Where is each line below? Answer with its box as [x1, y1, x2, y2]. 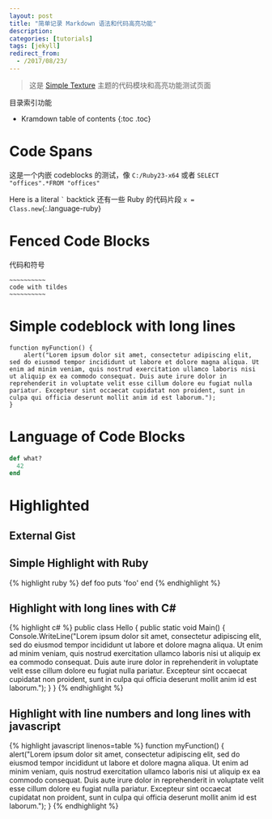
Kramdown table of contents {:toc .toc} [20, 114, 151, 123]
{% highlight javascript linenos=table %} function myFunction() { [9, 741, 225, 751]
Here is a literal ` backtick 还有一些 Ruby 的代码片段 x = [9, 194, 195, 204]
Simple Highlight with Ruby [9, 556, 149, 570]
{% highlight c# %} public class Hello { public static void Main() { [9, 623, 226, 632]
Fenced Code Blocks [9, 232, 151, 250]
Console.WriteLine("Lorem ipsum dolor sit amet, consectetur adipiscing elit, [9, 632, 261, 641]
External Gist [9, 529, 76, 542]
